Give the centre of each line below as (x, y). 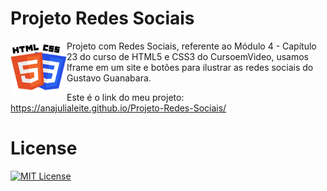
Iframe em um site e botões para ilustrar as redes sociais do (190, 67)
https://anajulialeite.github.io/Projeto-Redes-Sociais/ (118, 108)
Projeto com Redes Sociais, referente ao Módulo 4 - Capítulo (191, 46)
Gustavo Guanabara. (109, 78)
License (44, 148)
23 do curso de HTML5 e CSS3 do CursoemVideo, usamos (187, 56)
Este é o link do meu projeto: (125, 97)
